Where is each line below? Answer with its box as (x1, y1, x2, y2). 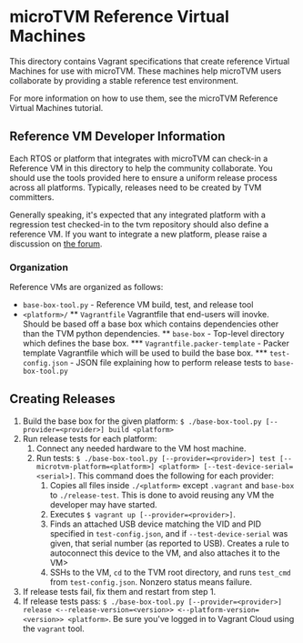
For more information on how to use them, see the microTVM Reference (9, 93, 278, 104)
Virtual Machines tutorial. (9, 102, 104, 113)
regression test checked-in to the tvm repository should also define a (9, 218, 269, 229)
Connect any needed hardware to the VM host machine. (35, 443, 247, 454)
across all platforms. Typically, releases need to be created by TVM (9, 182, 262, 193)
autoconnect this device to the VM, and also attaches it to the (49, 548, 280, 558)
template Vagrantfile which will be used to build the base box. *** (22, 347, 268, 358)
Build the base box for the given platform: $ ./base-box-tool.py (22, 416, 262, 427)
